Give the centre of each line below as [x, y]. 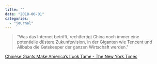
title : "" [15, 9]
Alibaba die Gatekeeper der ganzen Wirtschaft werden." [73, 47]
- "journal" [22, 23]
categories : [17, 18]
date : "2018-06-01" [25, 14]
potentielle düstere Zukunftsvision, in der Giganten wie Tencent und [85, 42]
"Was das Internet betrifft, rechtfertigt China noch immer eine [78, 37]
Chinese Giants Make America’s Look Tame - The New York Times [71, 57]
